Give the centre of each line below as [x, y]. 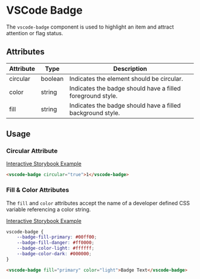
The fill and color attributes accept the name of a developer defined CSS [98, 203]
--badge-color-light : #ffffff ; [56, 248]
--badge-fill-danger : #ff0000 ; [56, 243]
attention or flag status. [35, 33]
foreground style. [93, 96]
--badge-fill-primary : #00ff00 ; [57, 237]
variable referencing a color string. [49, 209]
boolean [52, 79]
